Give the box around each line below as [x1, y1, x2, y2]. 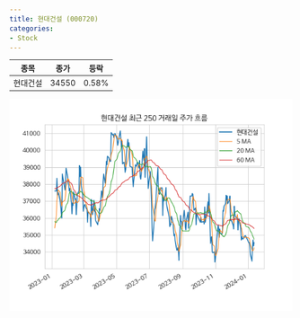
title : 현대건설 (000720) [9, 14, 99, 23]
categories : [9, 23, 54, 33]
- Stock [9, 33, 39, 42]
